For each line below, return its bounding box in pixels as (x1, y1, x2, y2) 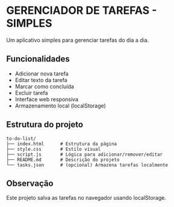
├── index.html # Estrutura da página (6, 141, 117, 147)
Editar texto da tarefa (14, 76, 67, 83)
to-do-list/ (6, 135, 36, 142)
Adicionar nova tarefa (14, 70, 69, 77)
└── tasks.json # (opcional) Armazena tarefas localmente (6, 162, 169, 168)
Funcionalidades (6, 54, 70, 64)
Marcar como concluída (14, 83, 74, 90)
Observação (6, 178, 54, 188)
